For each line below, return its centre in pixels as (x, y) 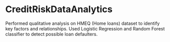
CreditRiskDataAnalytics (59, 9)
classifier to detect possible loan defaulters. (51, 34)
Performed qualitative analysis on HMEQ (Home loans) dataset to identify (82, 23)
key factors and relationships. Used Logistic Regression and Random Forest (85, 28)
